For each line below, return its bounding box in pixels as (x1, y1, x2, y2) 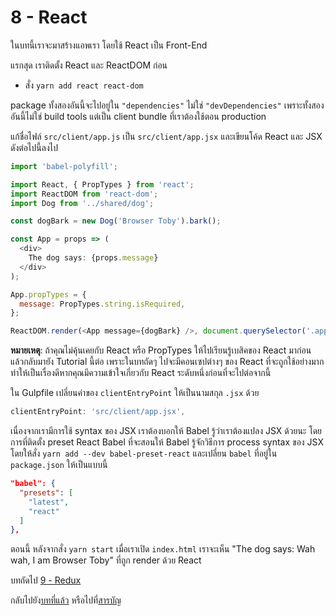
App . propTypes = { (10, 289, 87, 300)
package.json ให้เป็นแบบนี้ (10, 459, 108, 471)
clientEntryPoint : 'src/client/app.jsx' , (10, 407, 186, 417)
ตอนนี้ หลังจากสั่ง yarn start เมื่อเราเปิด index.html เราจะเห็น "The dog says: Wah (10, 543, 316, 555)
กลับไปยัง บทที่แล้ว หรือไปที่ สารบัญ (10, 594, 122, 606)
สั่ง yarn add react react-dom (24, 79, 144, 91)
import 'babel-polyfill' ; (10, 161, 118, 171)
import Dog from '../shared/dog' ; (10, 198, 155, 208)
